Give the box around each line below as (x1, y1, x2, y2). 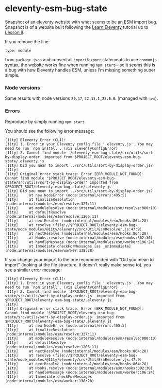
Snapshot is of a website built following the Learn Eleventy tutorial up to (5, 24, 149, 30)
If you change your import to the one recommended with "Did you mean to (5, 256, 154, 263)
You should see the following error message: (5, 128, 95, 134)
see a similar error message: (5, 267, 62, 273)
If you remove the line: (5, 38, 50, 44)
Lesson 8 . (5, 29, 25, 35)
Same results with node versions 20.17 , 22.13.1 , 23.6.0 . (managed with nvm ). (5, 95, 158, 101)
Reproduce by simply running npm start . (5, 119, 86, 124)
